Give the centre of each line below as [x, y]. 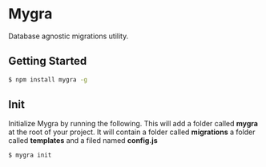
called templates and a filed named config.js [83, 141]
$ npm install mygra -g [48, 80]
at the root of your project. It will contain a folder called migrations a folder [132, 132]
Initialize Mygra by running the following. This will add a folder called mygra [133, 124]
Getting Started [48, 61]
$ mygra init [30, 155]
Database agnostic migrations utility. [69, 36]
